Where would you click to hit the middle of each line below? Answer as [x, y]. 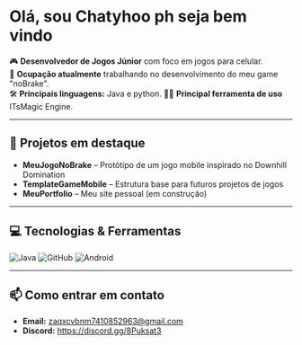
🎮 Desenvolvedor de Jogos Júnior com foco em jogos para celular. [136, 61]
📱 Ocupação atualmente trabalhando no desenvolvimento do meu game [144, 74]
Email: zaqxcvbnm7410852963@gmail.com [103, 322]
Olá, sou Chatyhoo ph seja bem [128, 17]
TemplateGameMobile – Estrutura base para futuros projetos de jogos [153, 184]
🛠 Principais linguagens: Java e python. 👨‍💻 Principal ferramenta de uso [146, 93]
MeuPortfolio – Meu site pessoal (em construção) [115, 193]
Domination [44, 174]
